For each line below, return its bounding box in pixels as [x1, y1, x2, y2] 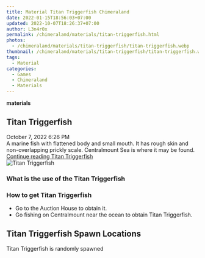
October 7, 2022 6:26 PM [6, 133, 70, 140]
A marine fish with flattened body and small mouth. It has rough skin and [6, 140, 189, 147]
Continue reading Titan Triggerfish [6, 152, 93, 160]
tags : [6, 54, 20, 60]
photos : [6, 37, 26, 43]
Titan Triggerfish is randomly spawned [6, 245, 104, 252]
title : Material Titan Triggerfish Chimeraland [6, 9, 130, 15]
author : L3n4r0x [6, 26, 48, 32]
